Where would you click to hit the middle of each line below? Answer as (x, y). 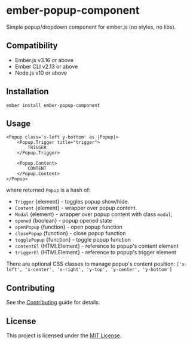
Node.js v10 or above (41, 73)
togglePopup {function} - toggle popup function (73, 240)
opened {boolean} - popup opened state (63, 221)
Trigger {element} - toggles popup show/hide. (72, 202)
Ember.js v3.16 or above (44, 60)
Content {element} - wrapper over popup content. (76, 208)
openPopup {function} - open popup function (68, 227)
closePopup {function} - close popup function (70, 233)
